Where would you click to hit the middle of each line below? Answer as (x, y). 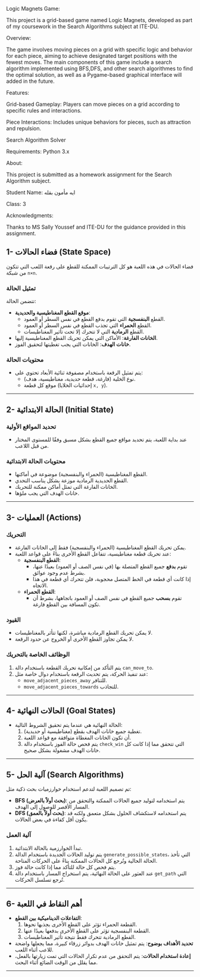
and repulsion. (24, 128)
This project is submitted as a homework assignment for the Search (89, 174)
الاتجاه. (40, 585)
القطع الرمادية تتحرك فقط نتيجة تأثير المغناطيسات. (79, 937)
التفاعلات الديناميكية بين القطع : (48, 918)
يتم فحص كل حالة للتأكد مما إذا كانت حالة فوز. (65, 867)
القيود (13, 620)
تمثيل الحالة (21, 288)
